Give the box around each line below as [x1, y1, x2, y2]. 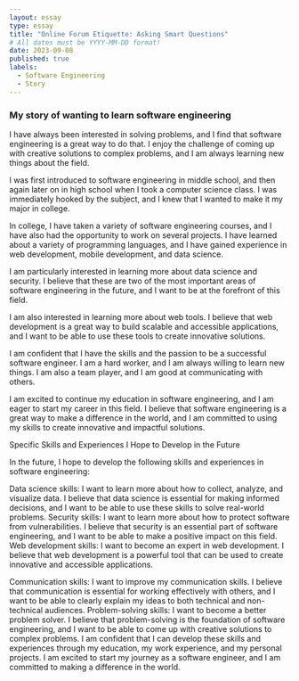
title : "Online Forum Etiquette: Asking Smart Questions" [9, 29, 229, 38]
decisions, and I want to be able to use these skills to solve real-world [9, 502, 265, 513]
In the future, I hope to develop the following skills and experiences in [9, 456, 264, 467]
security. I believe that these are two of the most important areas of [9, 275, 256, 286]
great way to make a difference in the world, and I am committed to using [9, 412, 278, 423]
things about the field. [9, 157, 90, 168]
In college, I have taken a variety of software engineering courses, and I [9, 220, 272, 231]
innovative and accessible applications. [9, 559, 154, 570]
